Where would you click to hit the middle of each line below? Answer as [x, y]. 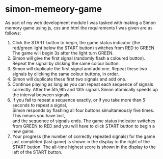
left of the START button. [37, 152]
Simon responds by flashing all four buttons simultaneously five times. [83, 110]
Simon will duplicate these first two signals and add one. [69, 79]
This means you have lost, [39, 115]
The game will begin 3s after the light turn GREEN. [63, 53]
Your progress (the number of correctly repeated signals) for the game [84, 136]
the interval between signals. [41, 95]
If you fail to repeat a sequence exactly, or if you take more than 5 [79, 100]
